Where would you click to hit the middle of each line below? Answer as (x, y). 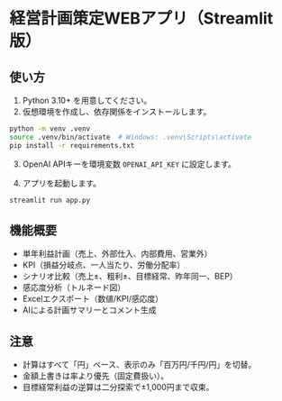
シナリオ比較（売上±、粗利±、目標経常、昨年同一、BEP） (130, 277)
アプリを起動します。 (62, 183)
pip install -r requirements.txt (72, 145)
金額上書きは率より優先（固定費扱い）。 (96, 376)
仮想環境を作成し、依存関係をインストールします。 (117, 112)
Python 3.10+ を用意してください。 (87, 100)
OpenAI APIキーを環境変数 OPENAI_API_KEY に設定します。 (129, 164)
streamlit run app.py (50, 200)
